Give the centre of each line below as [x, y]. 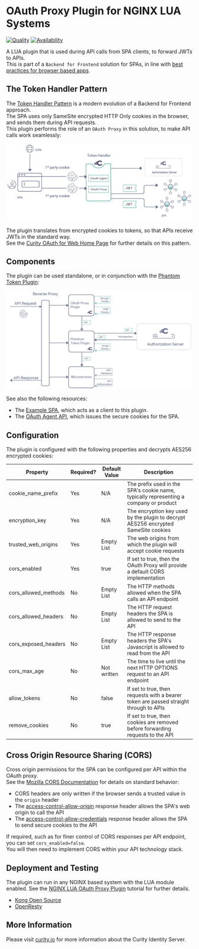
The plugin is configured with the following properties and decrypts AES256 [99, 449]
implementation [146, 578]
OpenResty [28, 906]
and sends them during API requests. [51, 122]
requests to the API [150, 735]
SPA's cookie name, [151, 490]
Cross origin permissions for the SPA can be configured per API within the [96, 770]
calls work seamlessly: [34, 135]
